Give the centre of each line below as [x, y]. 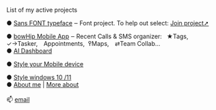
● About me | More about [43, 84]
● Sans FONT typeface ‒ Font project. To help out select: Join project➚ [108, 23]
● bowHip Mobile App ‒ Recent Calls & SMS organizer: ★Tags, [97, 36]
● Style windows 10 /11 [39, 77]
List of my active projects [42, 10]
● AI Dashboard [29, 51]
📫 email [18, 99]
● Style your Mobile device [45, 64]
